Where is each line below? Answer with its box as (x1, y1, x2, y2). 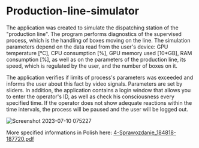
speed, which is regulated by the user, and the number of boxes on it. (6, 62, 178, 70)
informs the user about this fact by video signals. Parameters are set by (6, 80, 183, 87)
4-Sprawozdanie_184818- (113, 129, 177, 136)
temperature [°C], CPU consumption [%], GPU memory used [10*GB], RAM (6, 49, 192, 56)
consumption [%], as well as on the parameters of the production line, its (6, 56, 186, 63)
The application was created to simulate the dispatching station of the (6, 24, 179, 31)
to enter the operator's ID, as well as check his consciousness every (6, 93, 175, 100)
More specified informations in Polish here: (6, 129, 113, 136)
